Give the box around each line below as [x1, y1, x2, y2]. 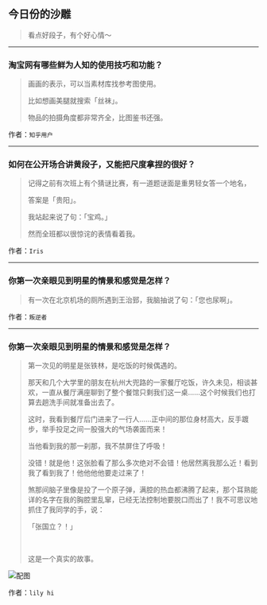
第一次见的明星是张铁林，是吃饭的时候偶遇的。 [27, 361, 181, 370]
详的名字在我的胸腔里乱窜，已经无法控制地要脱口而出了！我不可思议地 [27, 495, 258, 504]
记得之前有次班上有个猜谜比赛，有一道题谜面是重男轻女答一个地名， [27, 178, 251, 188]
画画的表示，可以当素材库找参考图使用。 [27, 79, 161, 89]
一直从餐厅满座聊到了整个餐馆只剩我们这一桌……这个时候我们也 [41, 388, 249, 397]
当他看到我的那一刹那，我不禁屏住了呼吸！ [27, 441, 168, 451]
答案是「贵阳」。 [27, 196, 81, 205]
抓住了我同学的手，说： [27, 505, 105, 514]
